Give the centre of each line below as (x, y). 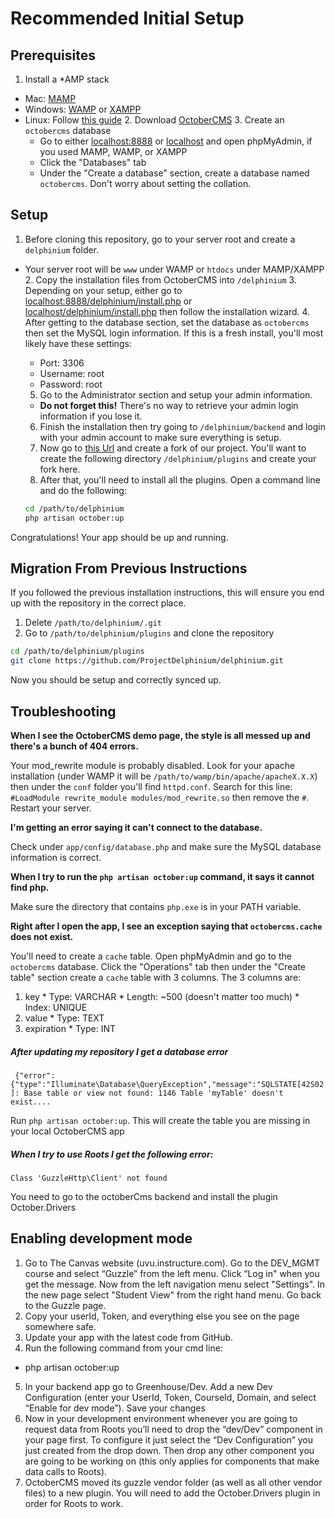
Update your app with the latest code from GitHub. (129, 1337)
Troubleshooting (63, 711)
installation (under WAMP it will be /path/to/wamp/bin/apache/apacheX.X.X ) (164, 776)
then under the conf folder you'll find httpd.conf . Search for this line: (151, 786)
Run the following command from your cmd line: (123, 1348)
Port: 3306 (62, 363)
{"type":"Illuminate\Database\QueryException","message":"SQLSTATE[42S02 (167, 1084)
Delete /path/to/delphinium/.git (93, 623)
